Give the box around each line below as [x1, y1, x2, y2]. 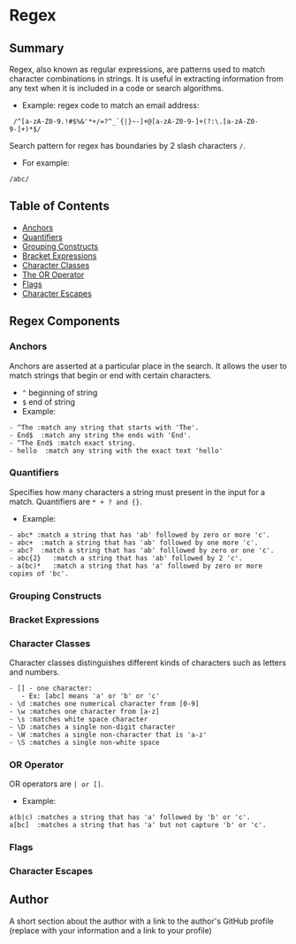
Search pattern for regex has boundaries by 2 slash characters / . [9, 141, 246, 151]
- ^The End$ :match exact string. [9, 438, 137, 447]
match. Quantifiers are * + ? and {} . [9, 496, 143, 507]
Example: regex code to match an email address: [21, 100, 201, 111]
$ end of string [21, 396, 75, 407]
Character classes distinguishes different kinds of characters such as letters [9, 657, 287, 668]
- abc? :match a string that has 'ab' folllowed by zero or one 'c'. [9, 546, 275, 554]
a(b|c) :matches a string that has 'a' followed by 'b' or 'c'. [9, 813, 251, 822]
